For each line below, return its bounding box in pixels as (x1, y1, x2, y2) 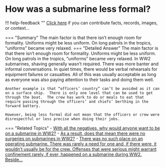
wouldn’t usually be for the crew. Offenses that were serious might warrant (5, 146, 157, 152)
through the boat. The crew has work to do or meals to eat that (5, 95, 144, 100)
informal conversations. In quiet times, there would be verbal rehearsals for (5, 66, 158, 72)
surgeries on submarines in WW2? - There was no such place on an (5, 135, 143, 141)
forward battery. (5, 103, 41, 108)
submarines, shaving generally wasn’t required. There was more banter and (5, 61, 159, 67)
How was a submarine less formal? (5, 3, 151, 15)
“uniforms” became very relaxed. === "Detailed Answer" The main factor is (5, 45, 159, 51)
